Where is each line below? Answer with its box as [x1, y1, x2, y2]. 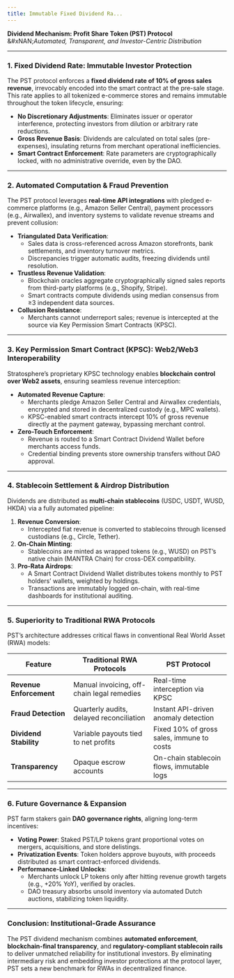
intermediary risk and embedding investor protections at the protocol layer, [7, 956, 222, 965]
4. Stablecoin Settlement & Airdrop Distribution [7, 481, 169, 490]
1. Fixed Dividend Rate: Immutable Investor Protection [7, 61, 192, 70]
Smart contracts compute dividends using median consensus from [27, 291, 219, 300]
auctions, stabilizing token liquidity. [27, 894, 129, 903]
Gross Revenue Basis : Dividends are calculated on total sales [17, 134, 194, 143]
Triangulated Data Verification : [17, 232, 109, 240]
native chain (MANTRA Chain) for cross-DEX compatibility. [27, 554, 196, 563]
